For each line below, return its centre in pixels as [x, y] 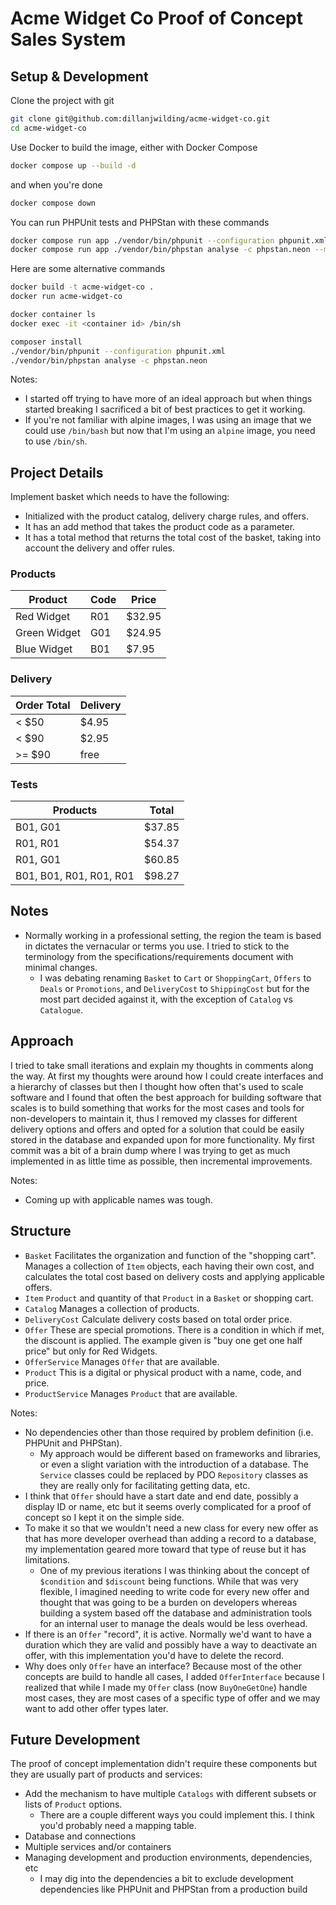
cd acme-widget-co [48, 128]
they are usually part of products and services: [106, 1774]
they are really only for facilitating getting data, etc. [145, 1485]
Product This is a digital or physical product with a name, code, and [163, 1372]
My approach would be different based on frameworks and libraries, [180, 1453]
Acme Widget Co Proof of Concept [156, 18]
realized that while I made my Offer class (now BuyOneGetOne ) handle [166, 1687]
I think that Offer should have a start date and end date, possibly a [161, 1496]
